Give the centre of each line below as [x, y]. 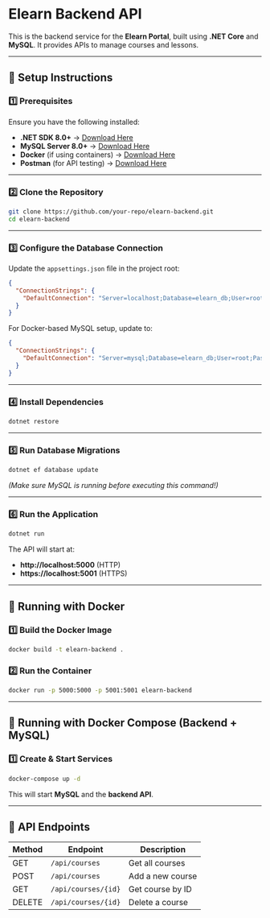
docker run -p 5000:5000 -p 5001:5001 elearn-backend [100, 691]
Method [28, 850]
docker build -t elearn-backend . [66, 649]
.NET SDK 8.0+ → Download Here [77, 137]
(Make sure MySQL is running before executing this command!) [113, 486]
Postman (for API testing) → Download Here [93, 163]
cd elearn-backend [39, 219]
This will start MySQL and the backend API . [81, 794]
